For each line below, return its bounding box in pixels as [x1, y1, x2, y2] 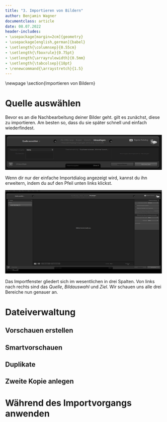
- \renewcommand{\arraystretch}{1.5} [5, 66, 83, 71]
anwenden [5, 408, 50, 419]
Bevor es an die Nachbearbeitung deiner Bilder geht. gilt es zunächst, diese [5, 114, 160, 120]
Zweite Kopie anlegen [5, 377, 74, 386]
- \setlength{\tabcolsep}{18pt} [5, 60, 72, 66]
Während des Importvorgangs [5, 397, 132, 409]
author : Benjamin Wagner [5, 13, 57, 18]
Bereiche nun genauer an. [5, 289, 58, 295]
